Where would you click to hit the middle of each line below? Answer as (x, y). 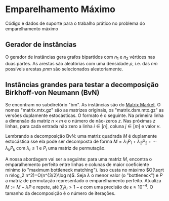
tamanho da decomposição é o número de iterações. (60, 193)
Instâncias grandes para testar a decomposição (82, 85)
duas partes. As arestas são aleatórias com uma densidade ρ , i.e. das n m (81, 63)
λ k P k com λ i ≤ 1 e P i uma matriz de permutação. (56, 149)
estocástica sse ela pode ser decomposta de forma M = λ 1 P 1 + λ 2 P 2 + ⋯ (81, 142)
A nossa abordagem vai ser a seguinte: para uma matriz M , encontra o (79, 159)
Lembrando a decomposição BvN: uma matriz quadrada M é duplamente (81, 136)
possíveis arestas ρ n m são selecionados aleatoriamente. (64, 69)
